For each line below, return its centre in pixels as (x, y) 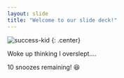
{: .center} (66, 40)
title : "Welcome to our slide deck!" (62, 20)
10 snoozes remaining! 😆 (44, 67)
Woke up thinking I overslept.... (52, 54)
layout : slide (28, 14)
